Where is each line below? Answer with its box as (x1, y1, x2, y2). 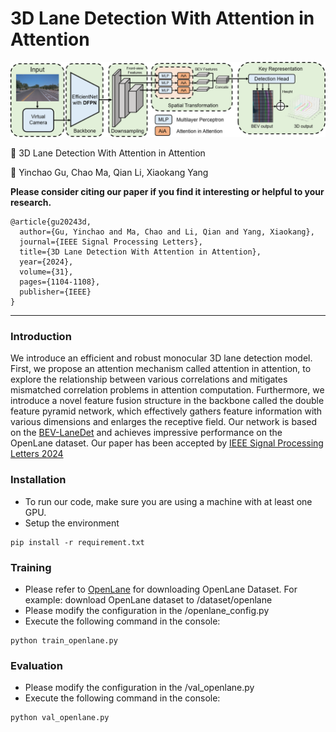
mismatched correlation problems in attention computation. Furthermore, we (10, 384, 325, 396)
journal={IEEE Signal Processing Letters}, (19, 237, 203, 247)
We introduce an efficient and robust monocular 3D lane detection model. (10, 352, 313, 364)
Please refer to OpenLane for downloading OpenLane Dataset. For (24, 583, 298, 595)
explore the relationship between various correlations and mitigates (10, 373, 288, 386)
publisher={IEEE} (19, 287, 92, 297)
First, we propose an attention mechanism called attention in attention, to (10, 363, 312, 375)
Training (10, 560, 52, 574)
